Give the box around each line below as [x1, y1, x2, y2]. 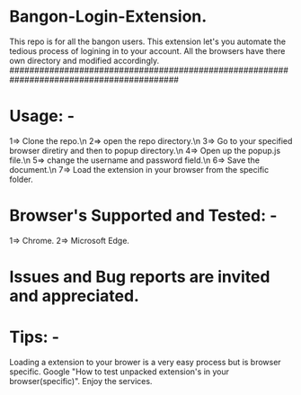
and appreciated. [9, 286, 139, 306]
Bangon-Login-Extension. [9, 6, 208, 27]
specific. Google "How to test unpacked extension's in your [9, 366, 230, 377]
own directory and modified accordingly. [9, 55, 160, 66]
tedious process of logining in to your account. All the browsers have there [9, 45, 286, 56]
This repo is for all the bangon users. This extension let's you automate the [9, 36, 286, 47]
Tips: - [9, 327, 60, 347]
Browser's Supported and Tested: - [9, 205, 278, 226]
